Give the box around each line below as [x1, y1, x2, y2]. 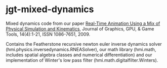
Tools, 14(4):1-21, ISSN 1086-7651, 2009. [6, 31, 91, 37]
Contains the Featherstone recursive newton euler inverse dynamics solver [6, 41, 162, 47]
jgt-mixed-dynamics [6, 4, 94, 15]
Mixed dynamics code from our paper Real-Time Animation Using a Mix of [6, 20, 160, 26]
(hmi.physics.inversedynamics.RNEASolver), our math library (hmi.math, [6, 46, 156, 52]
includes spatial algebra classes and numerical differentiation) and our [6, 52, 152, 58]
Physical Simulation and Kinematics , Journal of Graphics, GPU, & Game [6, 25, 154, 31]
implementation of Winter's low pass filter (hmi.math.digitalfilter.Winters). [6, 57, 158, 63]
